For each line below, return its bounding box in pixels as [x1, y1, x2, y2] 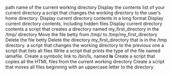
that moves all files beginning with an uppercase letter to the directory [5, 64, 154, 70]
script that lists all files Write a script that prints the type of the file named [5, 48, 161, 54]
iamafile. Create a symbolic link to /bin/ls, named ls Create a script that [5, 53, 155, 59]
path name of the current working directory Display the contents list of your [5, 5, 165, 10]
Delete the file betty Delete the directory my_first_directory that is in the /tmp [5, 37, 167, 43]
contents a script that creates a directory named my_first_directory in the [5, 26, 159, 32]
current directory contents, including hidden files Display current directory [5, 20, 163, 27]
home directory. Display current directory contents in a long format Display [5, 15, 164, 21]
